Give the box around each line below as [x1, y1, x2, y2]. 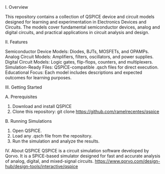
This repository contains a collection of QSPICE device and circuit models [5, 14, 155, 19]
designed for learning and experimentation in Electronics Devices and [5, 19, 147, 25]
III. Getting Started [5, 84, 42, 90]
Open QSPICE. [12, 128, 42, 134]
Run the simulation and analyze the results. [12, 138, 100, 144]
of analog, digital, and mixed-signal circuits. [5, 158, 94, 164]
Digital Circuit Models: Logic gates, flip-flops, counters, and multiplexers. [5, 59, 154, 65]
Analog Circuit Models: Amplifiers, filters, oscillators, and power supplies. [5, 54, 154, 60]
